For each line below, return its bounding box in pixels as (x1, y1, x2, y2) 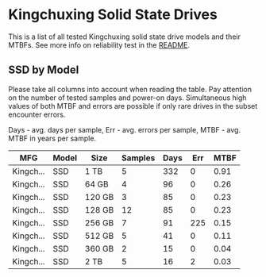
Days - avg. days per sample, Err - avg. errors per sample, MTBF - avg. (8, 125, 241, 134)
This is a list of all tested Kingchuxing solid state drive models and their (8, 32, 241, 41)
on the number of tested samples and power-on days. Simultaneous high (8, 93, 247, 102)
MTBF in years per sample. (8, 133, 97, 143)
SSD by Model (8, 63, 79, 77)
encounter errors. (8, 110, 66, 119)
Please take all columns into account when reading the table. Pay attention (8, 84, 253, 94)
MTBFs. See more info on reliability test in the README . (8, 40, 191, 49)
